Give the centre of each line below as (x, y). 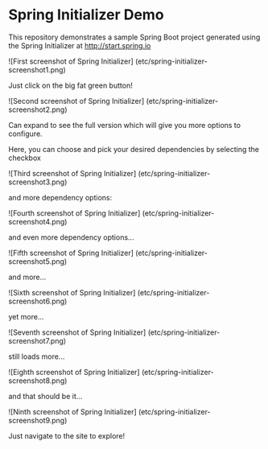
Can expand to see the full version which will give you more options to (125, 125)
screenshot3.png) (38, 182)
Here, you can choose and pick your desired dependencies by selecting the (134, 149)
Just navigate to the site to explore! (67, 435)
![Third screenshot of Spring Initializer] (72, 173)
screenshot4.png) (38, 221)
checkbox (25, 158)
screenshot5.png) (38, 261)
